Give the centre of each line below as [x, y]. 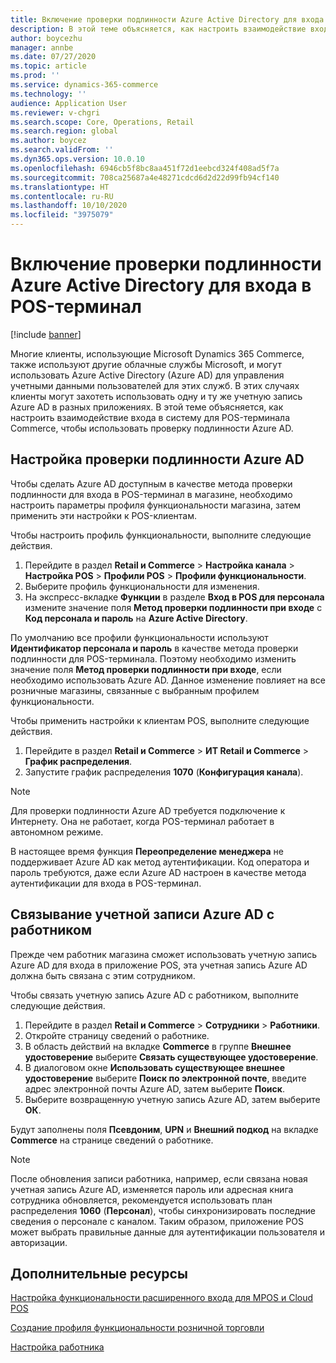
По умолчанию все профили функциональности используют [139, 637]
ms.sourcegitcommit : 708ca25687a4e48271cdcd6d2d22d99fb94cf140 [145, 177]
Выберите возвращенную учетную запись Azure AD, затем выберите [172, 1099]
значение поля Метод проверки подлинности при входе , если [146, 669]
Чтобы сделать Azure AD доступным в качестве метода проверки [151, 483]
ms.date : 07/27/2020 [53, 57]
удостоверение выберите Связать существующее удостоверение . [171, 1057]
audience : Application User [69, 103]
